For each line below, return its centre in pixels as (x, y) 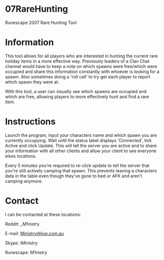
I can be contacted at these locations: (43, 214)
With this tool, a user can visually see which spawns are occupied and (76, 91)
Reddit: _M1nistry (23, 224)
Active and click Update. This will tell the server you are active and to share (81, 145)
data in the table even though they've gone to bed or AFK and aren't (74, 176)
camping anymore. (24, 181)
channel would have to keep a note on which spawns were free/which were (81, 66)
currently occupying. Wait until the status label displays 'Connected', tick (78, 140)
